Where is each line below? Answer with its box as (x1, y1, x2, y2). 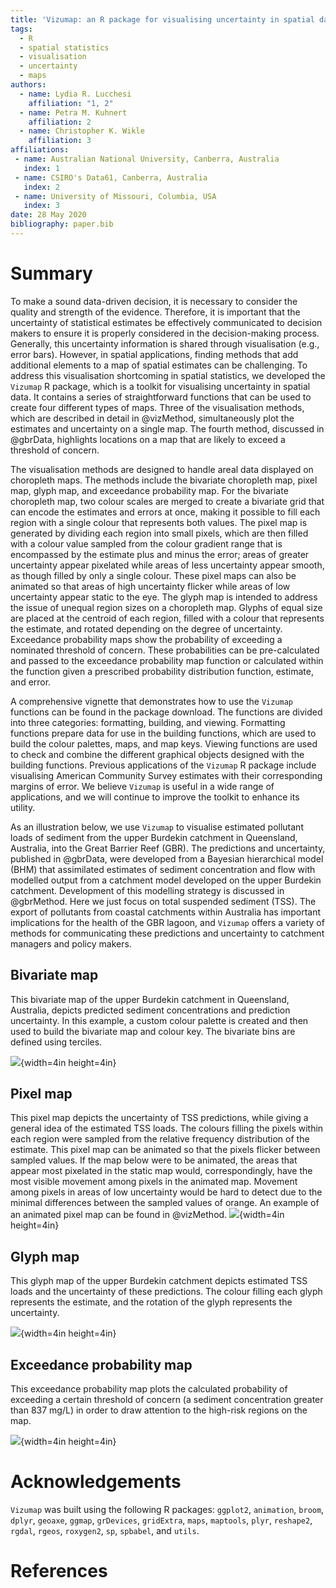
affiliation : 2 (28, 117, 92, 127)
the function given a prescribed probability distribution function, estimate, (10, 665, 314, 677)
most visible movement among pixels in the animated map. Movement (10, 1176, 298, 1188)
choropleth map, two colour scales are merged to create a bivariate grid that (10, 495, 325, 507)
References (10, 1560, 108, 1583)
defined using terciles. (10, 1036, 103, 1048)
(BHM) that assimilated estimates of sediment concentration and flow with (10, 863, 316, 875)
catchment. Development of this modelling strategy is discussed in (10, 884, 285, 896)
